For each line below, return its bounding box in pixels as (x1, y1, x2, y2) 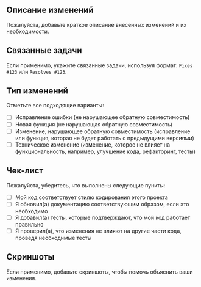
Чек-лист (6, 165, 44, 176)
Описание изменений (6, 5, 94, 15)
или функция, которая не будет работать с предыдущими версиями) (15, 134, 195, 142)
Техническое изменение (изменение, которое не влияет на (15, 140, 171, 148)
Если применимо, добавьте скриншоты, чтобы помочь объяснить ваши (6, 268, 193, 275)
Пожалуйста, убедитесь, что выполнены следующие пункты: (6, 181, 166, 189)
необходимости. (6, 27, 49, 35)
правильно (15, 220, 44, 228)
